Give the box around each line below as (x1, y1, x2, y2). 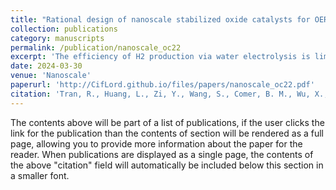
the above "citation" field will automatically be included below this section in (10, 159, 324, 171)
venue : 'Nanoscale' (10, 71, 92, 81)
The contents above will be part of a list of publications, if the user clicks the (10, 116, 325, 128)
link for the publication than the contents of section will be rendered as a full (10, 127, 324, 139)
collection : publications (10, 24, 118, 34)
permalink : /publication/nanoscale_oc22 (10, 42, 182, 53)
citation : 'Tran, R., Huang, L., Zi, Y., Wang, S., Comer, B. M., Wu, (10, 89, 311, 99)
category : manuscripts (10, 33, 105, 43)
